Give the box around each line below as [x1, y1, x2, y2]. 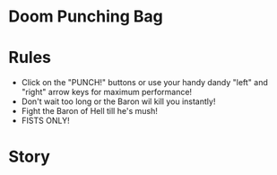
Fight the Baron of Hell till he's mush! [21, 106, 158, 117]
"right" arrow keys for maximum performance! [21, 87, 193, 98]
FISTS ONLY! [21, 115, 70, 127]
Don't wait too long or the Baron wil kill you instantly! [21, 96, 216, 107]
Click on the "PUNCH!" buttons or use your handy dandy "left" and [21, 77, 268, 88]
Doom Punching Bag [8, 6, 163, 27]
